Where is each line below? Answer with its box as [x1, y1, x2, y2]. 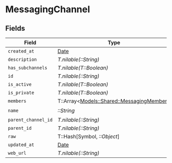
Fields [5, 24, 26, 33]
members [8, 98, 27, 104]
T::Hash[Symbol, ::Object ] [57, 133, 120, 140]
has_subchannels [8, 65, 48, 71]
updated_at [8, 142, 34, 148]
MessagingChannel [5, 4, 91, 15]
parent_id [8, 125, 32, 131]
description [8, 57, 37, 62]
